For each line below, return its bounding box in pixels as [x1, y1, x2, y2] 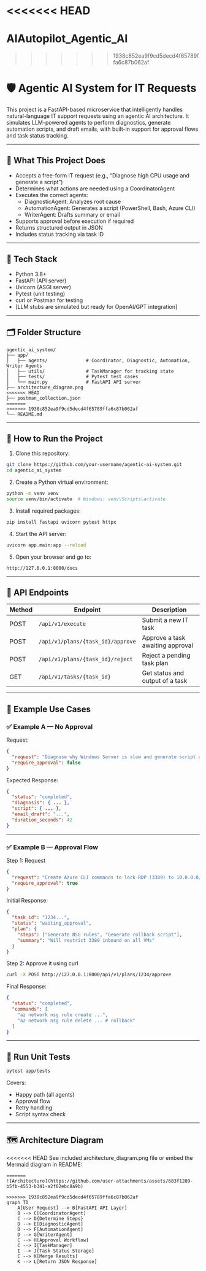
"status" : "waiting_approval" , [12, 920, 92, 927]
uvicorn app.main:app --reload [6, 542, 86, 548]
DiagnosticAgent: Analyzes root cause [24, 198, 121, 205]
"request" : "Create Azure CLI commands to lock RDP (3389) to [12, 874, 174, 880]
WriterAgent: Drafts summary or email [24, 211, 120, 218]
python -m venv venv [6, 491, 59, 497]
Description [151, 605, 187, 614]
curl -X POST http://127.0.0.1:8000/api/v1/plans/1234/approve [6, 971, 172, 978]
